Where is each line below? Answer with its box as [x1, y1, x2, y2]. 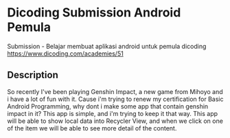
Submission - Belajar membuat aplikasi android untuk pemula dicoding [7, 42, 207, 50]
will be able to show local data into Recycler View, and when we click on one [7, 117, 223, 125]
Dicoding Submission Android [7, 5, 181, 21]
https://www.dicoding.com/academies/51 [7, 49, 124, 58]
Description [7, 69, 58, 81]
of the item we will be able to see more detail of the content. [7, 124, 177, 132]
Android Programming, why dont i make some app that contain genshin [7, 102, 209, 111]
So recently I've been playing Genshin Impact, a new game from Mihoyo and [7, 87, 223, 95]
